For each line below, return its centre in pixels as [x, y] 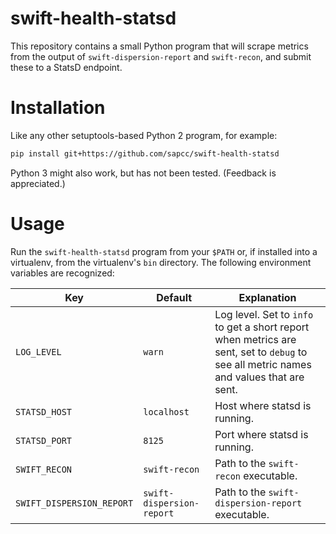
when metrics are [255, 339]
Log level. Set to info [264, 314]
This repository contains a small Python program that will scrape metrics [159, 46]
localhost [166, 411]
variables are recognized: [62, 273]
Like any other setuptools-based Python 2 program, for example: [144, 135]
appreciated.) [38, 183]
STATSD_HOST [44, 411]
